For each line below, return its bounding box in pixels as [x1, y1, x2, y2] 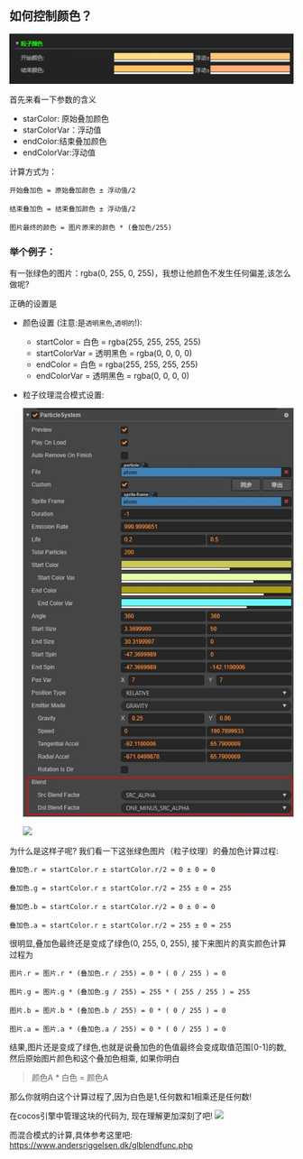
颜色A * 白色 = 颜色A [31, 1072, 109, 1083]
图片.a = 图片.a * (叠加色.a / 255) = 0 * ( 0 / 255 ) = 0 [9, 1025, 226, 1035]
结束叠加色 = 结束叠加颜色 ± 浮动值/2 [9, 204, 136, 214]
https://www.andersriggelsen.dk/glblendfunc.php [9, 1140, 194, 1151]
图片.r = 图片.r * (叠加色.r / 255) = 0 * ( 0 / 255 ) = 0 [9, 969, 226, 979]
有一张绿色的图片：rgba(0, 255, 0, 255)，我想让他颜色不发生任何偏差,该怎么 [9, 267, 291, 278]
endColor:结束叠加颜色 [22, 135, 107, 146]
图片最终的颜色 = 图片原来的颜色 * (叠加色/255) [9, 223, 173, 232]
